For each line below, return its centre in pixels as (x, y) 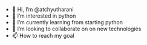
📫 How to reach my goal (43, 36)
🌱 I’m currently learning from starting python (67, 22)
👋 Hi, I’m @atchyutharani (43, 9)
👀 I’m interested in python (44, 16)
